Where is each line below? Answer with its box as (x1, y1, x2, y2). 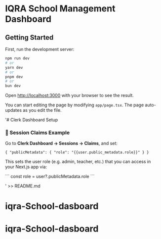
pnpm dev (5, 74, 23, 79)
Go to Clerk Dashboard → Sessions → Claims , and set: (5, 141, 118, 146)
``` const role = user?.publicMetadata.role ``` (5, 174, 95, 180)
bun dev (5, 84, 21, 89)
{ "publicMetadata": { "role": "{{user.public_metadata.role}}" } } (5, 150, 149, 155)
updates (5, 107, 22, 113)
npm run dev (5, 56, 30, 61)
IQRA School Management (5, 3, 116, 14)
